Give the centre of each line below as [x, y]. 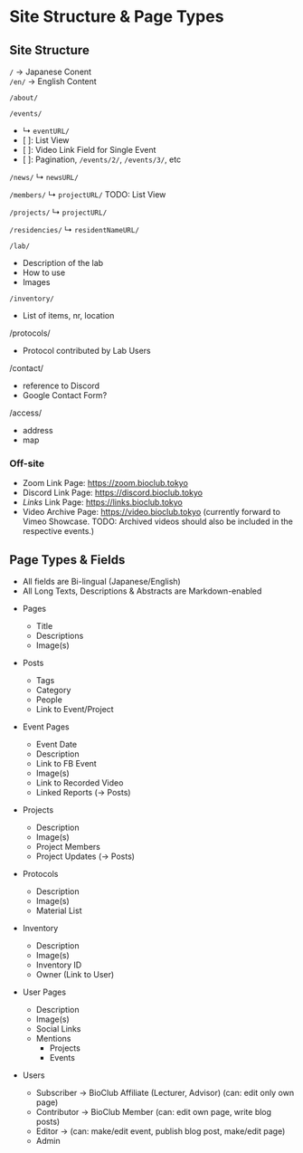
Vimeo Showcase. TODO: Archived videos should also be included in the [158, 521]
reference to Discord [61, 386]
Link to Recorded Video [80, 783]
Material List [59, 910]
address [38, 430]
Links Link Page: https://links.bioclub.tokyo [102, 502]
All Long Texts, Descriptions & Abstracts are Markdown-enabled [142, 591]
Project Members [68, 847]
